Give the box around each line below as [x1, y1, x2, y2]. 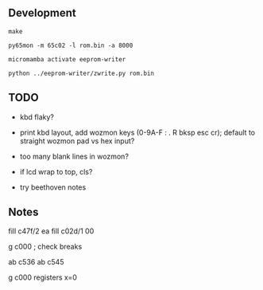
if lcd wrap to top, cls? [19, 167, 93, 176]
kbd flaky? [19, 112, 54, 122]
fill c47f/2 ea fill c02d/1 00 [8, 226, 95, 236]
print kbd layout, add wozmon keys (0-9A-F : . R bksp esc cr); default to [19, 127, 256, 137]
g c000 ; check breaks [8, 242, 83, 252]
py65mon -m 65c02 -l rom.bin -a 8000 [8, 41, 133, 49]
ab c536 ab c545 [8, 257, 64, 267]
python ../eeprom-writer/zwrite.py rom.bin [8, 69, 155, 77]
